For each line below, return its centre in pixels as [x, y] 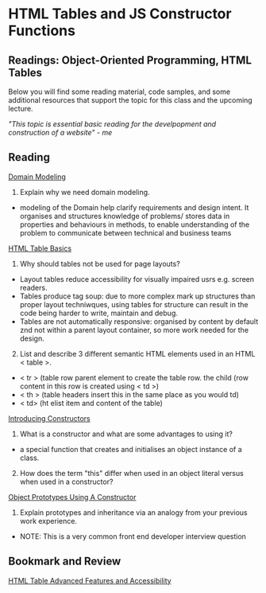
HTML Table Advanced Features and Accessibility [90, 580]
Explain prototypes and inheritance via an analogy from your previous [133, 512]
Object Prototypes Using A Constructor [72, 497]
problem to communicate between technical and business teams [125, 232]
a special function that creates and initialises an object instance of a [131, 449]
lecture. [21, 109]
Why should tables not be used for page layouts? [100, 263]
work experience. [48, 521]
